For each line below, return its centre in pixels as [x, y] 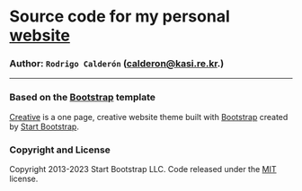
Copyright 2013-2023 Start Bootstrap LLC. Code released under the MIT [143, 169]
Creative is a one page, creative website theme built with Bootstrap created [149, 117]
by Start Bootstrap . [44, 126]
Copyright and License [60, 150]
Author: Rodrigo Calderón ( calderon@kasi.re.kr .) [117, 64]
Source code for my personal [120, 17]
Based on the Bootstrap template [82, 98]
